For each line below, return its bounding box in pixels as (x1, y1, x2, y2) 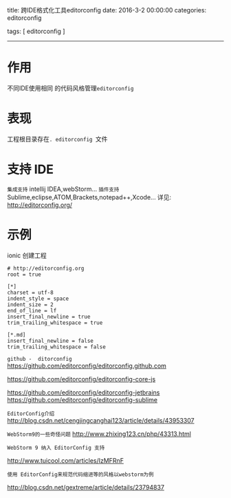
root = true (7, 271, 41, 278)
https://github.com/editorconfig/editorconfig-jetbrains (7, 388, 160, 397)
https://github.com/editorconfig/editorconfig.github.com (7, 361, 167, 370)
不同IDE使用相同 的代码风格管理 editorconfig (7, 83, 134, 92)
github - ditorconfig (7, 355, 72, 362)
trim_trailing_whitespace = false (7, 343, 107, 350)
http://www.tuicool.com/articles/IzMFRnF (7, 456, 124, 464)
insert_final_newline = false (7, 337, 94, 344)
